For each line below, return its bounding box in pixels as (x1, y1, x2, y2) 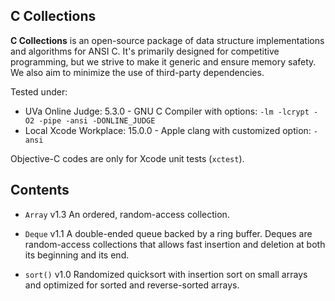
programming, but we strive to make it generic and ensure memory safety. (10, 55, 317, 68)
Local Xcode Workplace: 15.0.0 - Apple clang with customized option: (24, 124, 312, 136)
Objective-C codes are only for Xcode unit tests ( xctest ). (10, 152, 245, 164)
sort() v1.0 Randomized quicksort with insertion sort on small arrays (24, 268, 308, 280)
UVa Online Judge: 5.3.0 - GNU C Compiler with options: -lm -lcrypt (24, 105, 310, 117)
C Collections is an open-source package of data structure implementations (10, 34, 325, 46)
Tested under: (10, 85, 68, 98)
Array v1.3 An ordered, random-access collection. (24, 208, 230, 220)
